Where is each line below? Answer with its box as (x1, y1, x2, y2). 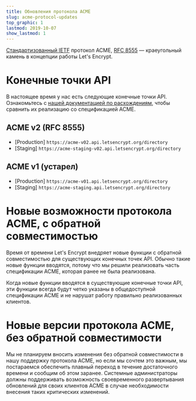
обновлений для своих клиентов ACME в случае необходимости (6, 382, 169, 389)
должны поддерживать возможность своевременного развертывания (6, 376, 184, 383)
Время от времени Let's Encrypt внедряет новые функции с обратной (6, 249, 182, 256)
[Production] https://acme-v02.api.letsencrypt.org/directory (14, 138, 168, 145)
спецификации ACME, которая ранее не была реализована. (6, 268, 156, 275)
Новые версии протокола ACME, (6, 318, 175, 332)
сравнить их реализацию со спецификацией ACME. (6, 106, 136, 113)
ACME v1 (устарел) (6, 162, 78, 172)
